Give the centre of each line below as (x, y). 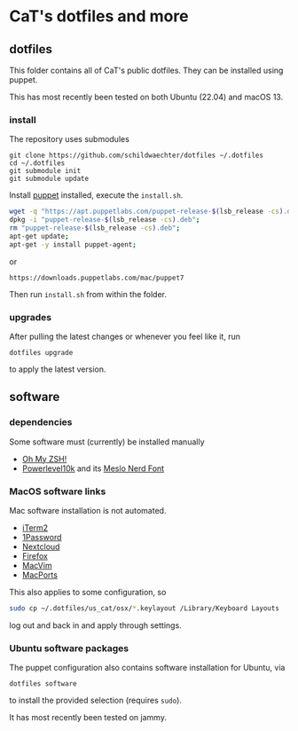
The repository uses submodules (70, 139)
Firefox (35, 555)
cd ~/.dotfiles (37, 163)
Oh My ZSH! (44, 459)
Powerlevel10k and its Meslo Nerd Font (93, 468)
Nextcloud (41, 546)
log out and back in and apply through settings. (95, 625)
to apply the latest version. (58, 369)
